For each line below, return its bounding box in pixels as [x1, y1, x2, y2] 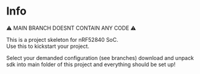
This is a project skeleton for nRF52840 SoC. [6, 36, 119, 43]
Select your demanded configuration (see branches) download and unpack [6, 54, 194, 61]
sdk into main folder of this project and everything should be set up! [6, 61, 176, 68]
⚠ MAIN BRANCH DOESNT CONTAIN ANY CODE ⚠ [6, 24, 136, 32]
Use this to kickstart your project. [6, 42, 90, 50]
